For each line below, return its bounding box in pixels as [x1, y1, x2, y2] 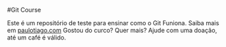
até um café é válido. [7, 33, 66, 42]
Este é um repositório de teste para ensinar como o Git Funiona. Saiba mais [7, 19, 219, 27]
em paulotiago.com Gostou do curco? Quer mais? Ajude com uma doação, [7, 27, 218, 34]
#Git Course [7, 6, 41, 14]
